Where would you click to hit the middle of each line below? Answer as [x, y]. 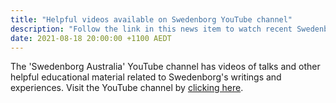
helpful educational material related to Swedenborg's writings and [146, 77]
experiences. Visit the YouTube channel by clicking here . [127, 88]
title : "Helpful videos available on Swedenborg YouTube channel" [151, 19]
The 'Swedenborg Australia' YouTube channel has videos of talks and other [165, 67]
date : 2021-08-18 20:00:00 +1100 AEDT [91, 38]
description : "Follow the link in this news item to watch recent [151, 29]
